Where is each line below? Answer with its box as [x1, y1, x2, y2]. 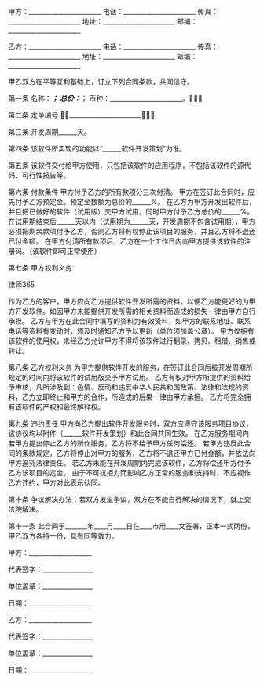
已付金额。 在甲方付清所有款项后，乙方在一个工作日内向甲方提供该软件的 [8, 237, 244, 246]
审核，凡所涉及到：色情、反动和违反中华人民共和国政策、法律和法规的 [14, 382, 242, 392]
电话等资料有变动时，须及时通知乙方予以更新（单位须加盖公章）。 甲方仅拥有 [8, 326, 255, 335]
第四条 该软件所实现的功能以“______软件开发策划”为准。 [8, 144, 187, 153]
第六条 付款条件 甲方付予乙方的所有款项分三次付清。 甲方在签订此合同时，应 [8, 188, 255, 196]
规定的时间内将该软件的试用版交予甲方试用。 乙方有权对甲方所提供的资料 [8, 373, 244, 382]
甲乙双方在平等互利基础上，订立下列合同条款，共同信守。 [8, 77, 194, 86]
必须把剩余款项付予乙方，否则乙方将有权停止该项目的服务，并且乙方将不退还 [8, 227, 256, 236]
